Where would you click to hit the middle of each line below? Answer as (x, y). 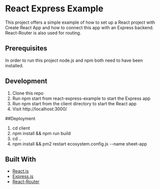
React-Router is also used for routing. (43, 33)
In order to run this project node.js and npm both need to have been (74, 60)
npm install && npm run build (41, 133)
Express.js (23, 177)
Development (26, 81)
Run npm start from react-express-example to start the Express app (81, 98)
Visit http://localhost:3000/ (40, 109)
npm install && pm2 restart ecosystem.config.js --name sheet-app (80, 143)
